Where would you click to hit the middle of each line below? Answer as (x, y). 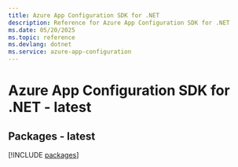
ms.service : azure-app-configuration (70, 52)
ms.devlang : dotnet (40, 45)
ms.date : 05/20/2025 (42, 30)
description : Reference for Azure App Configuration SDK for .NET (119, 23)
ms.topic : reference (42, 37)
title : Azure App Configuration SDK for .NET (84, 15)
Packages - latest (52, 136)
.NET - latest (50, 107)
